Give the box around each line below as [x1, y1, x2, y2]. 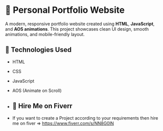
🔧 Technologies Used [5, 45, 72, 54]
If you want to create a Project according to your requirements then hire [12, 115, 159, 121]
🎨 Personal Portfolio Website [5, 4, 125, 16]
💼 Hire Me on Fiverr [12, 102, 73, 110]
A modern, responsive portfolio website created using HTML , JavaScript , [5, 21, 155, 27]
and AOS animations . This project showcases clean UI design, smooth [5, 26, 149, 32]
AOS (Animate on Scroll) [12, 87, 62, 93]
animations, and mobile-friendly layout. [5, 31, 85, 37]
